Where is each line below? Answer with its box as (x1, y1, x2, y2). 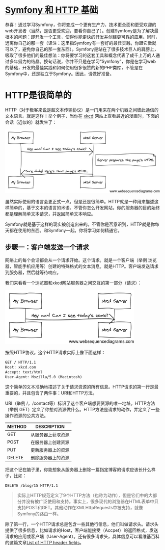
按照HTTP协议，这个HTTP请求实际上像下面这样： (5, 349, 106, 355)
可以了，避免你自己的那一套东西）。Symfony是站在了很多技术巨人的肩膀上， (5, 46, 159, 52)
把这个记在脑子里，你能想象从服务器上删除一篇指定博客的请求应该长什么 (5, 467, 151, 472)
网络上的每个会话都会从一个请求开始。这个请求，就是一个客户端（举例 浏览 (5, 257, 157, 263)
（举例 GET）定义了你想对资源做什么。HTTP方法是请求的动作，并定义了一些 (5, 406, 160, 412)
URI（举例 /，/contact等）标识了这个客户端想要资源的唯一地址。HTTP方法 (5, 400, 156, 406)
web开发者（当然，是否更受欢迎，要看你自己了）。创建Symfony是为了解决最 (5, 27, 159, 33)
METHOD (7, 424, 27, 430)
